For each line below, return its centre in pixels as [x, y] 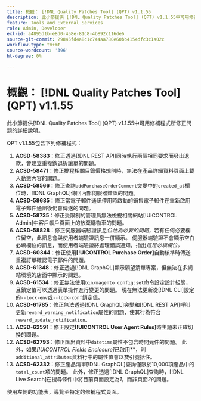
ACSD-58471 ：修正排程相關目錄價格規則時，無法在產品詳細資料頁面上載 [105, 170]
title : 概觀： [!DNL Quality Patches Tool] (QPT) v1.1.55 [79, 12]
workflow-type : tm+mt [34, 45]
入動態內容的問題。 [39, 178]
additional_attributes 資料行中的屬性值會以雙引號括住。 [85, 357]
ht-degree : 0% [24, 56]
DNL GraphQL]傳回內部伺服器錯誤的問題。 [86, 193]
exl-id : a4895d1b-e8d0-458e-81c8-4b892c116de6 [66, 34]
